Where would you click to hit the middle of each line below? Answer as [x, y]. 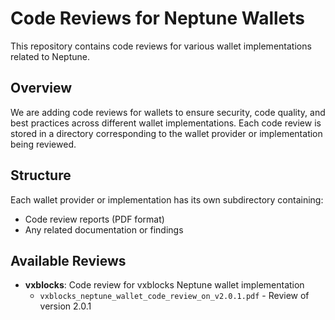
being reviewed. [43, 144]
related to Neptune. [50, 56]
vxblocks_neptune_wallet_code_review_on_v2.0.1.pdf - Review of [174, 296]
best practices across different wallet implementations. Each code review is [166, 123]
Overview [41, 88]
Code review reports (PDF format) [94, 219]
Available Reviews [68, 260]
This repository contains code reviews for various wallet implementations [161, 46]
